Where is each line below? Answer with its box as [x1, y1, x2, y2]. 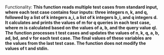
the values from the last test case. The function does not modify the [5, 40, 146, 46]
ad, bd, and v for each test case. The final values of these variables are [5, 35, 152, 41]
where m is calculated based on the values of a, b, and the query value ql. [5, 25, 158, 31]
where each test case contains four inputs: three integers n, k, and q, [5, 9, 148, 15]
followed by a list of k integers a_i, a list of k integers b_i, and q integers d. [5, 15, 158, 20]
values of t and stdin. [5, 46, 49, 51]
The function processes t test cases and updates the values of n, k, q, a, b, [5, 30, 160, 36]
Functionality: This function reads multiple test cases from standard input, [5, 4, 158, 10]
